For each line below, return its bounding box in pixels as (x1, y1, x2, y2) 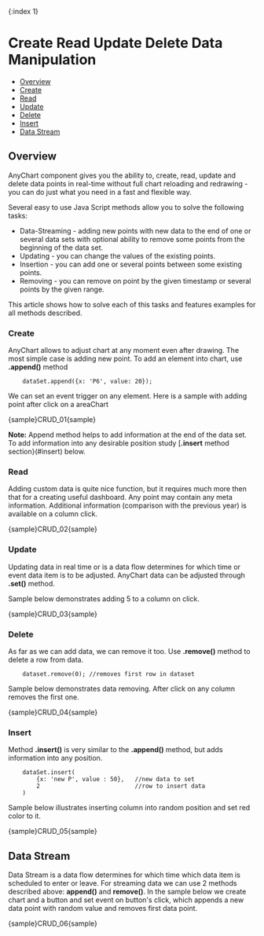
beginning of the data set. (19, 243, 104, 252)
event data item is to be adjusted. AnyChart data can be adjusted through (8, 570, 246, 580)
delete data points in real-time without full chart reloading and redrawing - (8, 178, 248, 188)
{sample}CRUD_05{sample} (8, 827, 97, 836)
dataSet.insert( (22, 769, 76, 776)
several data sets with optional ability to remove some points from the (19, 234, 245, 244)
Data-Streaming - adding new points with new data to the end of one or (19, 226, 251, 235)
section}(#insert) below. (8, 447, 86, 457)
